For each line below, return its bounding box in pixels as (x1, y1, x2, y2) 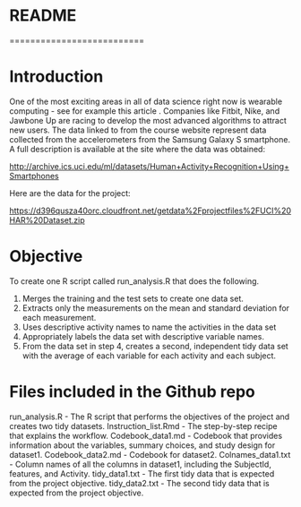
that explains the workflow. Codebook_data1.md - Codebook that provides (9, 430, 283, 441)
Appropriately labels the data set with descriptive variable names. (21, 331, 264, 341)
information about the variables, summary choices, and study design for (9, 440, 276, 451)
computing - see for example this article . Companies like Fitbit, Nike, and (9, 105, 280, 116)
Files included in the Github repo (9, 382, 255, 401)
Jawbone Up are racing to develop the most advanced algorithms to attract (9, 115, 287, 125)
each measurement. (21, 312, 97, 322)
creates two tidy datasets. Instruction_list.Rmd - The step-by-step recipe (9, 420, 278, 431)
